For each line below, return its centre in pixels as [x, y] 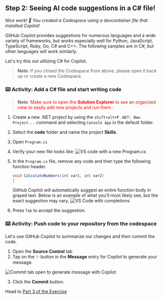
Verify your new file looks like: [43, 152]
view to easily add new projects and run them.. [65, 108]
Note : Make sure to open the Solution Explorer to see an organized [86, 102]
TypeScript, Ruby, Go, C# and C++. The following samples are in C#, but [80, 46]
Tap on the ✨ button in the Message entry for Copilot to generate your [85, 257]
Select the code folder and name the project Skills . [65, 132]
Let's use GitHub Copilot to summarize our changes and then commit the [80, 236]
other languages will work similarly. [41, 51]
